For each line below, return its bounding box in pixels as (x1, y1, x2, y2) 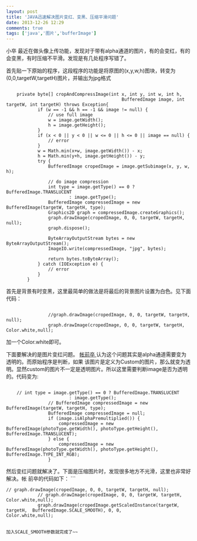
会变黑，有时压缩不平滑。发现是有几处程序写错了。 (6, 55, 130, 62)
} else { (47, 436, 69, 442)
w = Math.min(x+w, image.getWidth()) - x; (37, 148, 143, 154)
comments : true (6, 25, 43, 31)
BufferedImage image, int (121, 96, 185, 103)
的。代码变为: (6, 373, 39, 380)
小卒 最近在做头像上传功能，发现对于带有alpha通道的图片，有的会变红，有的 (6, 48, 191, 55)
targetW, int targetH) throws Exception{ (6, 102, 109, 108)
